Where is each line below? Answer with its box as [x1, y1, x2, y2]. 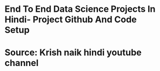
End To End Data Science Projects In [4, 3, 156, 15]
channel [4, 58, 39, 69]
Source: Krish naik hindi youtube [4, 47, 142, 58]
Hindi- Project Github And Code [4, 14, 137, 25]
